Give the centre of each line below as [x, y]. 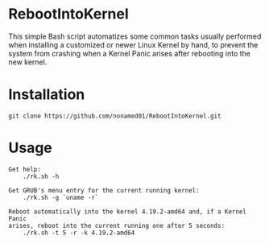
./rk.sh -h [41, 176]
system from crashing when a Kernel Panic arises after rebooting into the [130, 53]
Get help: [25, 169]
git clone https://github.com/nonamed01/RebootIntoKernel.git [115, 116]
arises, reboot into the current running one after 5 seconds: [117, 225]
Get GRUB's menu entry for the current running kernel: [104, 190]
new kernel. [28, 62]
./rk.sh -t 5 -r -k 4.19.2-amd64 [79, 233]
